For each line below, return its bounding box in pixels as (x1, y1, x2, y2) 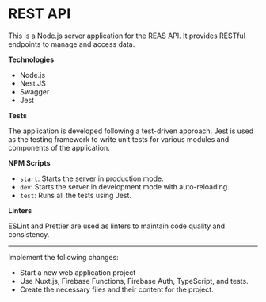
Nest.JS (19, 78, 46, 88)
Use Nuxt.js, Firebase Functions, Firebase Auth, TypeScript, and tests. (19, 276, 249, 285)
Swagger (19, 86, 50, 96)
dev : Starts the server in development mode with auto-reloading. (19, 182, 230, 191)
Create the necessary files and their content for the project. (19, 285, 214, 294)
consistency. (8, 229, 50, 239)
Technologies (8, 55, 55, 64)
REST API (8, 5, 71, 23)
